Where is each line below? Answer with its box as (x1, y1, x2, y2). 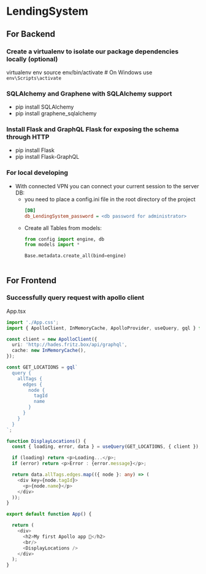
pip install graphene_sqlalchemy (15, 110, 97, 117)
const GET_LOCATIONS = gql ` (6, 364, 78, 370)
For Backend (6, 29, 56, 39)
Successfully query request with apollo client (6, 293, 145, 302)
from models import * (24, 242, 80, 248)
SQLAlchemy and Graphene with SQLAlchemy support (6, 89, 173, 98)
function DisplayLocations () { (6, 438, 86, 444)
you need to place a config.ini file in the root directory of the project (24, 195, 196, 203)
